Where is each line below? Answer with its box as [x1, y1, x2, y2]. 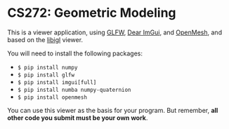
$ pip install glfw [17, 72, 75, 79]
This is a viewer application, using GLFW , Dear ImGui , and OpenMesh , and [7, 28, 223, 36]
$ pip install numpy [17, 64, 78, 71]
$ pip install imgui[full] [17, 79, 97, 86]
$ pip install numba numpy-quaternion [17, 86, 131, 93]
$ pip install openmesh [17, 93, 88, 101]
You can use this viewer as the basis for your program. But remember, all [7, 106, 218, 114]
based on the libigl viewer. [7, 35, 83, 43]
